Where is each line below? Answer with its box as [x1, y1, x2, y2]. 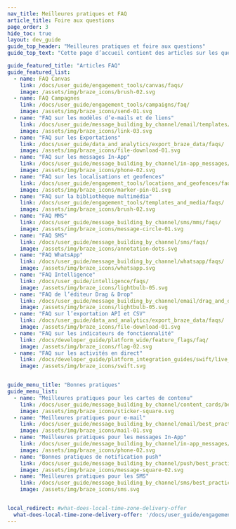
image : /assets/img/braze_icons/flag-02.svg [20, 343, 152, 350]
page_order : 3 [7, 23, 49, 30]
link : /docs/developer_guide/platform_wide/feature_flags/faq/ [20, 337, 209, 344]
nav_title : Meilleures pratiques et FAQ [7, 10, 128, 18]
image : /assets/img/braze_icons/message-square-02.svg [20, 466, 184, 474]
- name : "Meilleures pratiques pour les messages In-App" [13, 433, 188, 441]
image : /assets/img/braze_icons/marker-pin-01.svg [20, 186, 171, 193]
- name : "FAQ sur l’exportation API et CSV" [13, 311, 146, 318]
